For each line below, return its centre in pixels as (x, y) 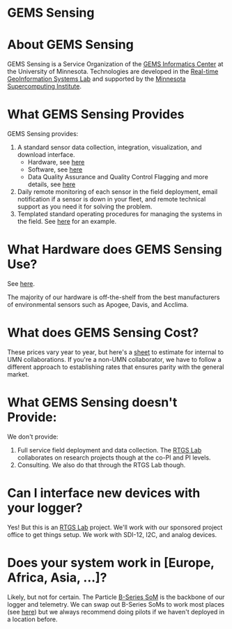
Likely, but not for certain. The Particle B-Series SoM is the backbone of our (116, 597)
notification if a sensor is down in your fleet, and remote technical (111, 199)
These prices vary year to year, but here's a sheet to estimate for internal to (116, 352)
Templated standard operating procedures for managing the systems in (119, 214)
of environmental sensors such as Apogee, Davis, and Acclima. (98, 304)
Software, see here (55, 169)
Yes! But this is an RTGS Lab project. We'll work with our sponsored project (115, 527)
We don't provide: (33, 437)
